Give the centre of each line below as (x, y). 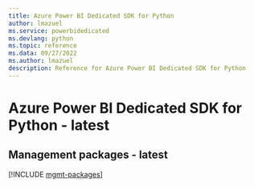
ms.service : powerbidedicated (59, 31)
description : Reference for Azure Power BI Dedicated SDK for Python (127, 69)
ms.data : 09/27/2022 (43, 53)
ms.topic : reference (43, 46)
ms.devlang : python (41, 38)
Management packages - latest (88, 155)
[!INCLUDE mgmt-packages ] (55, 174)
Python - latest (59, 125)
